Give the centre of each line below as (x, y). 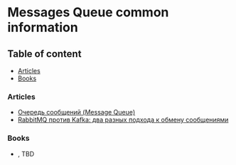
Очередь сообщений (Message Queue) (76, 112)
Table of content (44, 54)
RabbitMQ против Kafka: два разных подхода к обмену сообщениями (123, 120)
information (43, 27)
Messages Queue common (88, 12)
